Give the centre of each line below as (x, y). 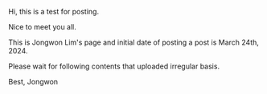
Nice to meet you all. (42, 27)
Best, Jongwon (33, 82)
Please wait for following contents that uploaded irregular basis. (114, 66)
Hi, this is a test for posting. (53, 12)
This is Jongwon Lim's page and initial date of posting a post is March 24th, (134, 42)
